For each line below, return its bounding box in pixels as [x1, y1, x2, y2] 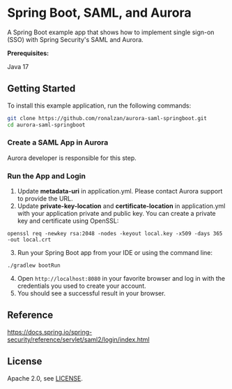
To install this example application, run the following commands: [7, 101, 192, 110]
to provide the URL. [17, 194, 73, 203]
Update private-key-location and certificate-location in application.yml [17, 202, 226, 210]
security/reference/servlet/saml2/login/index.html [7, 335, 150, 344]
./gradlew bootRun [7, 262, 61, 270]
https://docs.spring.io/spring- [7, 328, 93, 336]
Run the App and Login [7, 171, 86, 181]
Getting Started [7, 82, 76, 95]
